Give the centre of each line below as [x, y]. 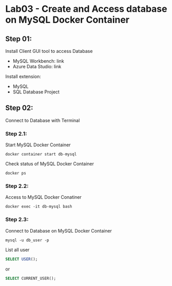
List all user [17, 250]
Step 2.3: [17, 220]
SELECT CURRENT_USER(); [31, 278]
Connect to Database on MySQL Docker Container [59, 231]
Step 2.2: [17, 186]
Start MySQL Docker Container [38, 145]
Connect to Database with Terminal [43, 120]
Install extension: [23, 77]
